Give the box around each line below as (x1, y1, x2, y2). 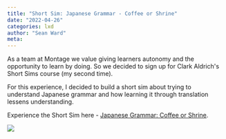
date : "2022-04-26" (7, 17, 64, 24)
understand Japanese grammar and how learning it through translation (7, 91, 209, 99)
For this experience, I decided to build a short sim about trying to (7, 83, 191, 91)
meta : (7, 36, 23, 43)
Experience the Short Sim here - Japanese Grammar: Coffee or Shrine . (7, 111, 209, 120)
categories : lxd (7, 23, 54, 30)
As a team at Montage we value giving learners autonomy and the (7, 55, 195, 63)
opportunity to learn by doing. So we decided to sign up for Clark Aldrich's (7, 62, 220, 71)
